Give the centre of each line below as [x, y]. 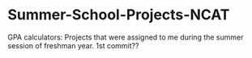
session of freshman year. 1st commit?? [73, 45]
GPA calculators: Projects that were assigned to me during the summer [126, 37]
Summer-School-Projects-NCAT [119, 15]
